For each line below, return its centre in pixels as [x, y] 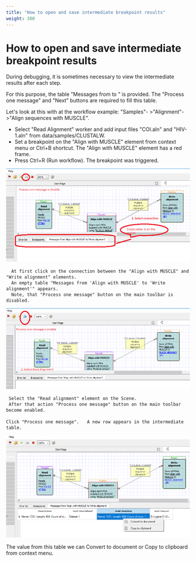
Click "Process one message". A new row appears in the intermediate [95, 422]
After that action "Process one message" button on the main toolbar [95, 405]
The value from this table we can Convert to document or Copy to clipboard [97, 546]
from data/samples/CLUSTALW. [67, 136]
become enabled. [26, 410]
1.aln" [21, 136]
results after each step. [34, 83]
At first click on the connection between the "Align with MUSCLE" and [100, 271]
